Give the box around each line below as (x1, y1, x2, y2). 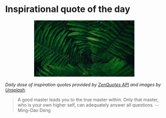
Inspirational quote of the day (5, 3, 130, 15)
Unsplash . (5, 86, 27, 93)
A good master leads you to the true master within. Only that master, (17, 96, 159, 102)
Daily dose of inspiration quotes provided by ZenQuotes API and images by (5, 81, 161, 87)
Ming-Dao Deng (17, 107, 51, 113)
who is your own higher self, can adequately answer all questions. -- (17, 101, 159, 108)
